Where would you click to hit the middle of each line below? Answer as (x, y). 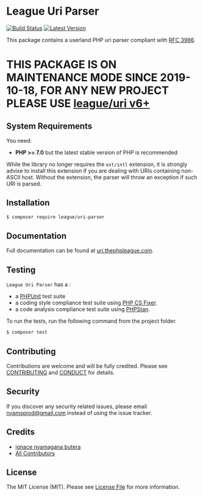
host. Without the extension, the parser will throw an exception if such (109, 177)
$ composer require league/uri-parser (55, 217)
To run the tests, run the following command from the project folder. (91, 321)
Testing (21, 270)
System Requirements (49, 126)
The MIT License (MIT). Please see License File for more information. (93, 487)
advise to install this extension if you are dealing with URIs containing (93, 171)
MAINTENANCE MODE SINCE (82, 78)
